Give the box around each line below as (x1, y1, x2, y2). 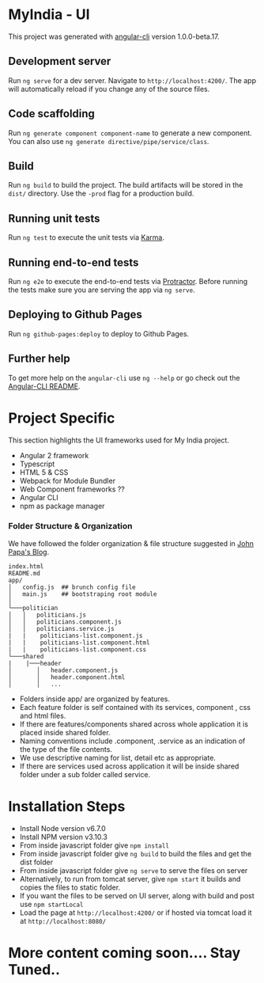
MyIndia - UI (8, 6, 90, 24)
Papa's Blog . (8, 547, 50, 556)
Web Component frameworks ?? (19, 484, 125, 494)
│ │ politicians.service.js (8, 624, 115, 632)
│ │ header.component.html (8, 673, 126, 681)
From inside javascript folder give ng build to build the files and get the (19, 848, 252, 858)
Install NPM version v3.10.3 (19, 832, 108, 841)
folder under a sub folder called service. (19, 769, 151, 779)
